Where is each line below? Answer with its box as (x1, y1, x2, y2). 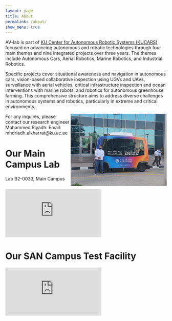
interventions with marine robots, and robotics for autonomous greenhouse (5, 87, 164, 93)
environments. (5, 104, 36, 110)
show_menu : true (5, 25, 40, 30)
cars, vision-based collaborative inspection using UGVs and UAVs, (5, 76, 145, 83)
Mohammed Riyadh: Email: (5, 125, 61, 131)
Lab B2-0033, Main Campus (5, 176, 65, 182)
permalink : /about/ (5, 19, 47, 24)
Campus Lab (5, 159, 60, 170)
